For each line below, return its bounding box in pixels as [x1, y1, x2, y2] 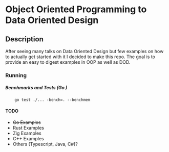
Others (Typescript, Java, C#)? [12, 141, 78, 147]
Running [5, 71, 27, 79]
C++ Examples [12, 136, 45, 142]
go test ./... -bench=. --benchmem [14, 97, 91, 103]
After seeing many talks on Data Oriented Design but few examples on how [5, 48, 164, 54]
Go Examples [12, 119, 41, 125]
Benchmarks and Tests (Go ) [5, 84, 68, 90]
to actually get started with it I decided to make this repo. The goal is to [5, 54, 155, 60]
